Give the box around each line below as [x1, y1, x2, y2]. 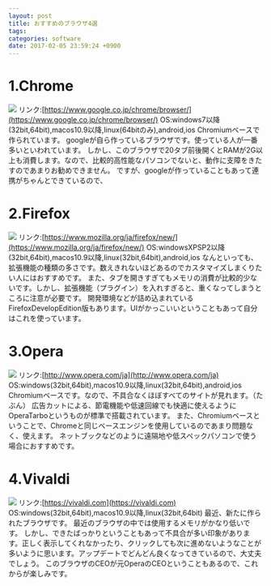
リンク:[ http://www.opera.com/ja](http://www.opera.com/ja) [18, 370, 219, 379]
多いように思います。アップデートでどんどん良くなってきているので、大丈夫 [8, 548, 262, 558]
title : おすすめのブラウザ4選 [8, 19, 99, 28]
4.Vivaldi [8, 470, 70, 489]
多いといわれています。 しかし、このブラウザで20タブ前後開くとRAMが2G [8, 145, 256, 155]
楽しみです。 [29, 568, 72, 578]
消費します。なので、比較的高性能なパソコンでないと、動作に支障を [22, 156, 248, 165]
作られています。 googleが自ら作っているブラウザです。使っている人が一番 [8, 135, 258, 145]
